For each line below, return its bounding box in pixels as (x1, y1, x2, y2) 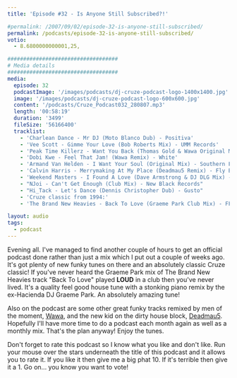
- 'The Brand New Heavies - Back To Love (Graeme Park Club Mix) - (20, 200, 222, 207)
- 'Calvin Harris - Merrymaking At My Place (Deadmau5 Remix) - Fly (20, 167, 226, 175)
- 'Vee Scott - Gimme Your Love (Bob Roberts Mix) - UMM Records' (20, 141, 219, 148)
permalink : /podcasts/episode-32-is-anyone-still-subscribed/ (7, 30, 194, 37)
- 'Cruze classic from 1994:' (20, 194, 109, 201)
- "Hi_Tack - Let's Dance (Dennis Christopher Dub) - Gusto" (20, 187, 203, 194)
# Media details (7, 62, 55, 69)
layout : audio (7, 213, 49, 220)
